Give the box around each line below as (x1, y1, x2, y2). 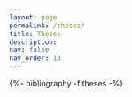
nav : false (9, 46, 50, 55)
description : (9, 37, 58, 47)
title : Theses (9, 29, 62, 38)
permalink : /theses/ (9, 21, 86, 30)
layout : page (9, 12, 58, 22)
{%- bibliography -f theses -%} (9, 78, 124, 88)
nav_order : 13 (9, 54, 62, 63)
